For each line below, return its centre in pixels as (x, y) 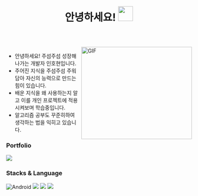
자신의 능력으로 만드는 (51, 78)
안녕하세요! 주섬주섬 (37, 56)
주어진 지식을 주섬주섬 (40, 71)
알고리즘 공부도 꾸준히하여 (45, 115)
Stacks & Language (34, 173)
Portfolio (19, 146)
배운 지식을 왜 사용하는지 (43, 93)
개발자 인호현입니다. (53, 63)
